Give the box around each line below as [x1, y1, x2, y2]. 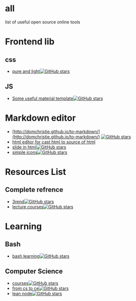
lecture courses [12, 204, 44, 209]
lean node [12, 290, 33, 296]
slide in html [12, 144, 36, 150]
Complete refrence [5, 186, 64, 194]
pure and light [12, 68, 40, 74]
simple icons [12, 149, 38, 155]
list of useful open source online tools [5, 19, 81, 25]
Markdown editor [5, 113, 76, 123]
